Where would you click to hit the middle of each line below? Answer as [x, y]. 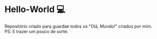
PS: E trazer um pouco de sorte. [36, 31]
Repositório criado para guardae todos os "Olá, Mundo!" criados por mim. [78, 26]
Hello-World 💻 [35, 10]
